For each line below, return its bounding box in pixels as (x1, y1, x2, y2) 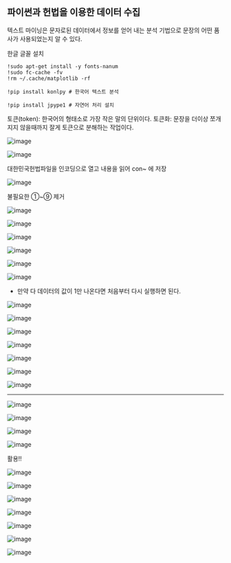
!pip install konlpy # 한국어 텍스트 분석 (7, 88, 119, 95)
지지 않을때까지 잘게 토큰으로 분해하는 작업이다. (7, 123, 134, 131)
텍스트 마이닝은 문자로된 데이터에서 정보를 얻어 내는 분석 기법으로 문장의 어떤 (7, 26, 213, 34)
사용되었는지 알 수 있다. (19, 34, 82, 43)
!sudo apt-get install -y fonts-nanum (7, 63, 118, 70)
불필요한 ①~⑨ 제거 (7, 192, 65, 201)
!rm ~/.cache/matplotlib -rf (7, 75, 91, 82)
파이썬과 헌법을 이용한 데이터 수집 (7, 6, 141, 19)
